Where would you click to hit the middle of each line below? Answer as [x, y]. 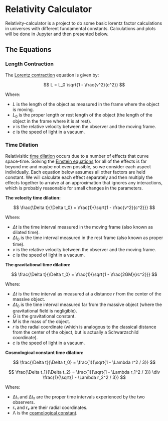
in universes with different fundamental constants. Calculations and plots [80, 28]
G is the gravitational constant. [44, 316]
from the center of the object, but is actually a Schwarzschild [75, 332]
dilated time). [26, 232]
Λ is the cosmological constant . [45, 413]
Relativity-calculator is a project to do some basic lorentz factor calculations [84, 23]
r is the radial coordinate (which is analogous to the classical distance [84, 327]
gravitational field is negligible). [45, 311]
